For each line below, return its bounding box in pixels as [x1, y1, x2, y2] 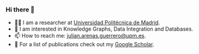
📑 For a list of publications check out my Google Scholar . [14, 41, 155, 48]
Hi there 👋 [5, 5, 35, 14]
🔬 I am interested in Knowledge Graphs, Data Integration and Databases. [14, 25, 194, 32]
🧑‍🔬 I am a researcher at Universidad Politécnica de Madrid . [14, 19, 160, 26]
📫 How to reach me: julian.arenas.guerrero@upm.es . [14, 32, 146, 40]
